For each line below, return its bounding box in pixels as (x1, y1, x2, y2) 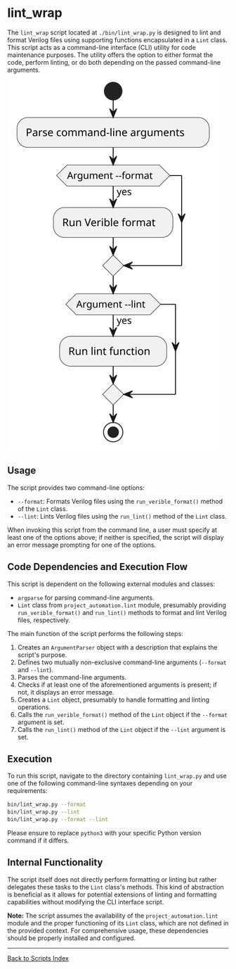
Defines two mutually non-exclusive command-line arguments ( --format (17, 658, 227, 666)
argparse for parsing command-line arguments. (17, 593, 155, 602)
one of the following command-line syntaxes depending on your (7, 779, 193, 787)
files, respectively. (17, 616, 71, 624)
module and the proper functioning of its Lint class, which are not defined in (7, 918, 229, 927)
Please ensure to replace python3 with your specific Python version (7, 829, 202, 837)
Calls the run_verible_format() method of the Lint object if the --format (17, 710, 228, 718)
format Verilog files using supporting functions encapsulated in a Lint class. (7, 35, 228, 44)
